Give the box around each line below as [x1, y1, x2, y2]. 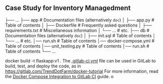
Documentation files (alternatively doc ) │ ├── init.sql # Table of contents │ [5, 32, 156, 38]
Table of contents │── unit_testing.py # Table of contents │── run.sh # [5, 43, 150, 49]
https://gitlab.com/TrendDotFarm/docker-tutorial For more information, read [5, 68, 159, 74]
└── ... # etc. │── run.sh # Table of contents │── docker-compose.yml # [5, 38, 155, 44]
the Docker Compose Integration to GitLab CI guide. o [5, 73, 114, 79]
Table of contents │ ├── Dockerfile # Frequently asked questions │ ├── [5, 22, 152, 28]
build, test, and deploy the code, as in [5, 63, 81, 69]
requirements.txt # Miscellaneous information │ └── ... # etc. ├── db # [5, 27, 150, 33]
